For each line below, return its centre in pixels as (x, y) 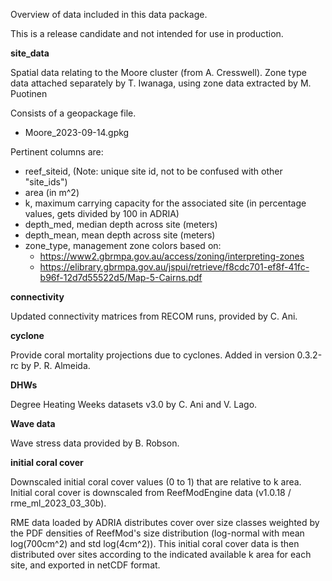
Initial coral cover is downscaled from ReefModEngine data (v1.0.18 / (151, 492)
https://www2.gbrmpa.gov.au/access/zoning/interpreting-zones (172, 256)
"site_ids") (46, 182)
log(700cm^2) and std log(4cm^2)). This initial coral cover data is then (155, 543)
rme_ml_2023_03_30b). (58, 503)
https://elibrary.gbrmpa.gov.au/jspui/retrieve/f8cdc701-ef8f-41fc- (174, 267)
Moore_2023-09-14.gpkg (77, 132)
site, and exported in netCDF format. (85, 565)
